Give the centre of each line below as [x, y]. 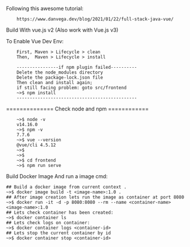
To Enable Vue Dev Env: [35, 41]
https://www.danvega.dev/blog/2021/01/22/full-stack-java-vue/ [95, 19]
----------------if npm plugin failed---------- [77, 67]
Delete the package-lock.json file [60, 78]
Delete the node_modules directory [60, 72]
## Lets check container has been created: [60, 213]
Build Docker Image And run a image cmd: [57, 176]
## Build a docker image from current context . [66, 187]
